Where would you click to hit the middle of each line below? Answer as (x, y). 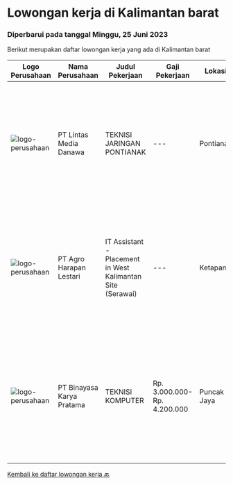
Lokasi (216, 71)
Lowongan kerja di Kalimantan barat (113, 13)
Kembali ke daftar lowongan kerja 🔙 (58, 475)
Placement (122, 259)
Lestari (69, 277)
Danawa (71, 152)
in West (117, 268)
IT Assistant (124, 242)
